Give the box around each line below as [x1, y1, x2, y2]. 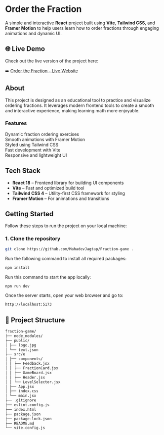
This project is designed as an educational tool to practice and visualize [5, 97, 151, 103]
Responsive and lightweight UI [5, 152, 67, 158]
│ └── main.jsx [5, 393, 37, 398]
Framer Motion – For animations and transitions [12, 195, 110, 201]
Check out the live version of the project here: [5, 58, 99, 64]
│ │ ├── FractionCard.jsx [5, 366, 58, 371]
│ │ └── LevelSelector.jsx [5, 380, 61, 385]
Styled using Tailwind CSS [5, 142, 59, 147]
